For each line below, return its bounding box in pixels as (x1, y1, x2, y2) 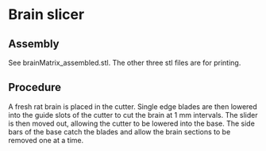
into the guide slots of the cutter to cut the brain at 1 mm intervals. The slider (8, 110, 258, 119)
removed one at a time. (8, 135, 84, 145)
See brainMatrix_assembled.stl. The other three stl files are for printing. (8, 58, 241, 67)
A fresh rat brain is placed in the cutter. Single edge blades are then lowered (8, 101, 258, 111)
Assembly (8, 37, 60, 51)
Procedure (8, 81, 62, 94)
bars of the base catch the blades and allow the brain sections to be (8, 126, 231, 136)
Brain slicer (8, 6, 85, 24)
